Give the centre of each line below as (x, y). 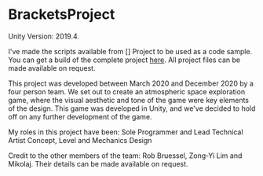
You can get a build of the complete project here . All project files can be (124, 60)
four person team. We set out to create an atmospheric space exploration (127, 91)
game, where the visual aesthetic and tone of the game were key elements (129, 100)
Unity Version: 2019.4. (44, 36)
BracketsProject (62, 15)
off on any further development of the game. (80, 116)
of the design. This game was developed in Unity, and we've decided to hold (132, 108)
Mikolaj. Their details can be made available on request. (98, 163)
